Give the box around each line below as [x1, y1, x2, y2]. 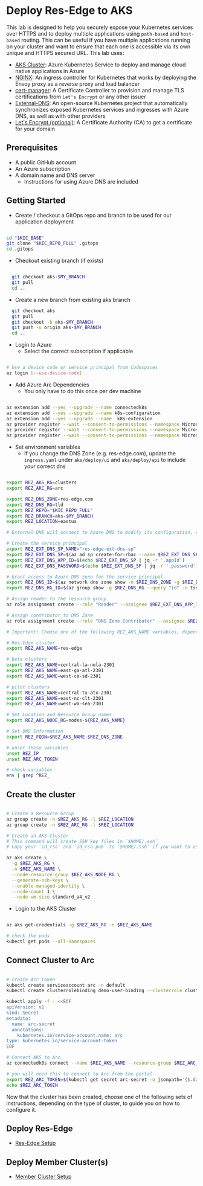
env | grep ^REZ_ [6, 772, 50, 779]
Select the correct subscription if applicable [24, 348, 134, 355]
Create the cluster [6, 789, 76, 800]
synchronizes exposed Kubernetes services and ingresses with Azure [14, 106, 189, 113]
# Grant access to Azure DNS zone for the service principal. [6, 574, 166, 580]
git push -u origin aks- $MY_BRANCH [11, 324, 101, 331]
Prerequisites [6, 143, 58, 153]
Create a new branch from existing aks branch [14, 296, 131, 303]
